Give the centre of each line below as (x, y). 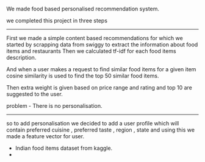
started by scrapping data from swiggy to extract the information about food (102, 44)
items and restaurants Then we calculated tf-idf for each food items (91, 51)
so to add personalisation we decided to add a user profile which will (93, 123)
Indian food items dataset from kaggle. (64, 148)
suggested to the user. (34, 94)
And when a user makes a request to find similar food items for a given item (101, 69)
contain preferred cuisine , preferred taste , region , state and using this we (101, 130)
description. (21, 58)
